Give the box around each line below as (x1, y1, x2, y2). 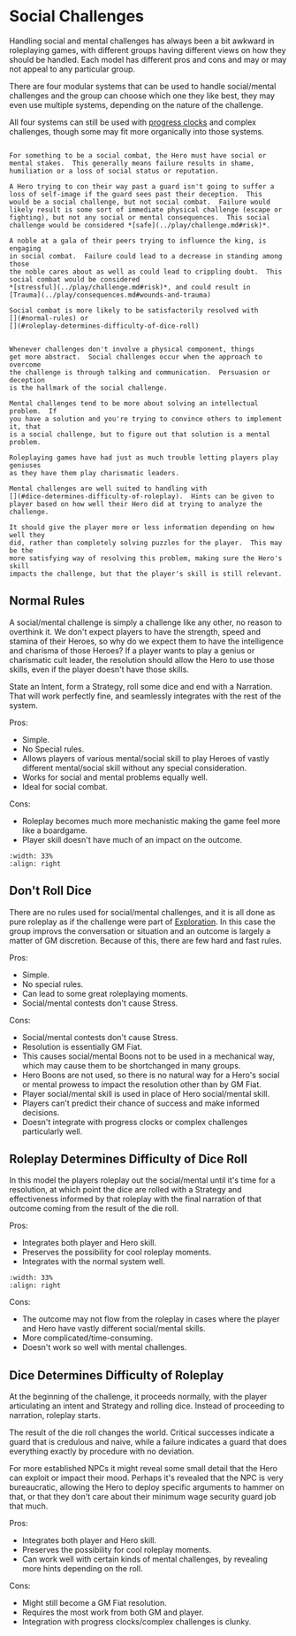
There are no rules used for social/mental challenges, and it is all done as (9, 907, 276, 917)
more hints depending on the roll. (21, 1563, 143, 1574)
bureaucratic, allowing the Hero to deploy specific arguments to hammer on (9, 1482, 285, 1493)
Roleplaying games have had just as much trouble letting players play (9, 453, 278, 462)
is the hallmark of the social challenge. (9, 383, 168, 392)
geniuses (9, 460, 42, 470)
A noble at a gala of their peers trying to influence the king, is (9, 236, 267, 245)
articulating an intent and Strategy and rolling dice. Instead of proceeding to (9, 1401, 285, 1411)
